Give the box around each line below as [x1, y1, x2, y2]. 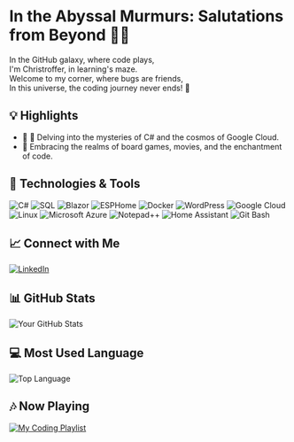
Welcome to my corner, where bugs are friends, [9, 73, 183, 83]
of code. [21, 151, 53, 161]
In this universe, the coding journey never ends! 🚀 [9, 82, 190, 93]
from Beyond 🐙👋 [9, 25, 130, 45]
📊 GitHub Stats [9, 291, 96, 306]
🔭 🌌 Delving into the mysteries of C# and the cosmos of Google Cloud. [21, 131, 280, 143]
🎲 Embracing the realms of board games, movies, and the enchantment [21, 141, 282, 151]
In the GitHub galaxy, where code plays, [9, 54, 155, 65]
